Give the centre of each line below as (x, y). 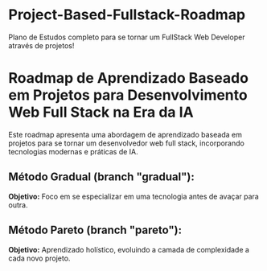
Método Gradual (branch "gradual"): (101, 177)
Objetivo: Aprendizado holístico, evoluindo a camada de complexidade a (129, 249)
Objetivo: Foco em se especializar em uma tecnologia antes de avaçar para (133, 196)
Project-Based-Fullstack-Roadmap (127, 15)
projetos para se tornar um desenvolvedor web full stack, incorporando (127, 143)
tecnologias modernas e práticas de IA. (73, 151)
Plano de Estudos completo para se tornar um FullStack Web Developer (127, 37)
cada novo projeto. (39, 258)
